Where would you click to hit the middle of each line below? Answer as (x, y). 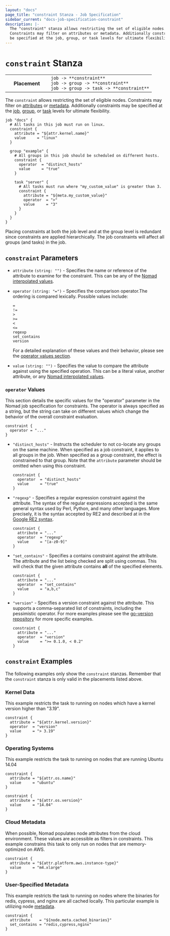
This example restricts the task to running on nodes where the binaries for (82, 895)
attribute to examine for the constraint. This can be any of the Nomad (85, 276)
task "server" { (32, 182)
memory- (137, 844)
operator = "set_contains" (47, 584)
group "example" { (29, 151)
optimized (16, 849)
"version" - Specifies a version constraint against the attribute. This (83, 603)
